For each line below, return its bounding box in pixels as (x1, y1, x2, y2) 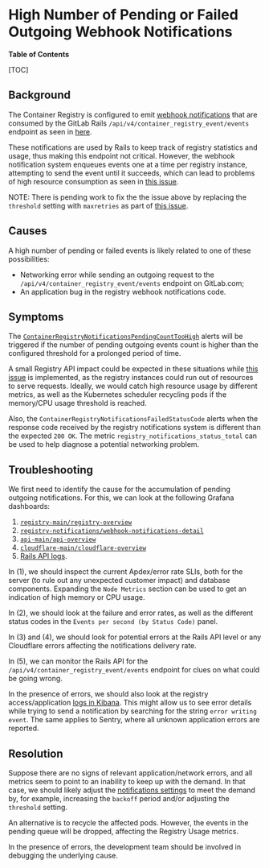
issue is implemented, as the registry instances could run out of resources (8, 373, 254, 382)
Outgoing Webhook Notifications (8, 23, 233, 41)
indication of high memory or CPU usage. (8, 593, 145, 602)
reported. (8, 723, 39, 734)
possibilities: (8, 254, 50, 263)
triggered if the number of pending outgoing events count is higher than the (8, 340, 259, 349)
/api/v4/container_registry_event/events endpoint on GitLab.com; (19, 278, 245, 287)
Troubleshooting (8, 463, 94, 477)
